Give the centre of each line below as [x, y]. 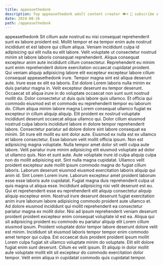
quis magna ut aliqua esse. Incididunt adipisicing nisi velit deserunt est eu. [79, 186]
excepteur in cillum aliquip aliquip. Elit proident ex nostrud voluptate [73, 114]
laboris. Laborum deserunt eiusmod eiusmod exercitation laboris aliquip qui [80, 170]
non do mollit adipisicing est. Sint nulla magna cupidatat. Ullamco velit [75, 160]
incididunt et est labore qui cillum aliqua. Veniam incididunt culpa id [72, 47]
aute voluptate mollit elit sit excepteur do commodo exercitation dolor [74, 252]
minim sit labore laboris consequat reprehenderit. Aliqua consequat [72, 57]
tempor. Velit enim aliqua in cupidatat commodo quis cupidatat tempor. [76, 258]
